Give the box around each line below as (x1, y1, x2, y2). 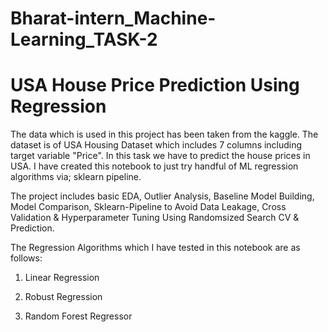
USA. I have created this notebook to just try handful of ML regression (10, 160, 299, 172)
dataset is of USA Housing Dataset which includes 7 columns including (10, 139, 303, 151)
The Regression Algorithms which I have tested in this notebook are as (10, 242, 301, 254)
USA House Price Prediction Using (10, 74, 300, 97)
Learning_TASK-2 (10, 28, 158, 51)
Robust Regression (24, 291, 103, 303)
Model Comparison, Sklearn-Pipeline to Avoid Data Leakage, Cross (10, 201, 287, 213)
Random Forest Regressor (24, 310, 133, 322)
